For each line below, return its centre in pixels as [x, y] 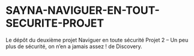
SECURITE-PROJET [55, 23]
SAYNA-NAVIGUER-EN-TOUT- [83, 11]
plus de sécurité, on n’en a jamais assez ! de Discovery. [74, 46]
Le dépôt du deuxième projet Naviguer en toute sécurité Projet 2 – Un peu [97, 40]
